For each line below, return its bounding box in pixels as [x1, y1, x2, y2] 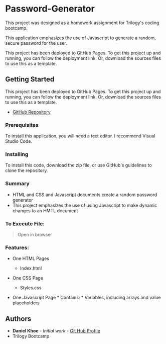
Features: [5, 244, 29, 251]
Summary [5, 180, 30, 187]
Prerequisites [5, 121, 39, 128]
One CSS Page [12, 275, 44, 281]
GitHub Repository [12, 109, 51, 115]
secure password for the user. [5, 40, 68, 46]
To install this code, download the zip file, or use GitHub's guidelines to [5, 162, 152, 168]
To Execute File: [5, 220, 45, 227]
